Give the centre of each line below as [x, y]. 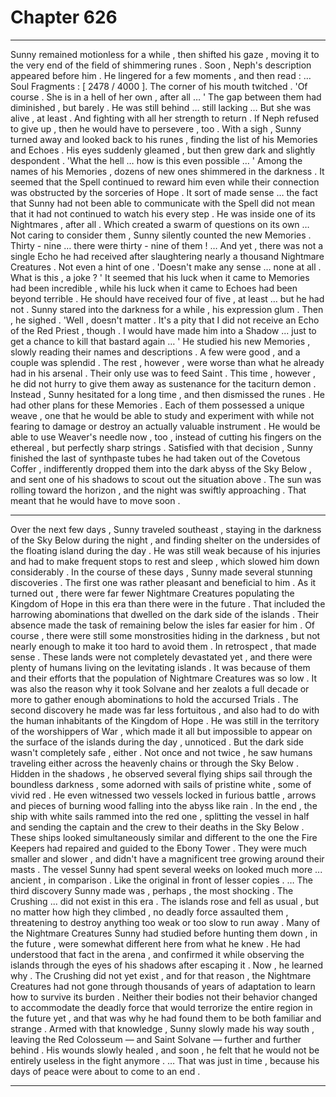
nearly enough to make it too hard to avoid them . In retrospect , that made [163, 646]
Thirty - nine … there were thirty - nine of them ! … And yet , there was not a [167, 245]
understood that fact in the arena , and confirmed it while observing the [157, 954]
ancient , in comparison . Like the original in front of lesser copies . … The [161, 880]
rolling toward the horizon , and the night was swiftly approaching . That [158, 490]
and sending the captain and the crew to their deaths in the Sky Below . [157, 827]
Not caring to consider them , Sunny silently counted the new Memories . [161, 235]
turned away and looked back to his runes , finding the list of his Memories [164, 139]
